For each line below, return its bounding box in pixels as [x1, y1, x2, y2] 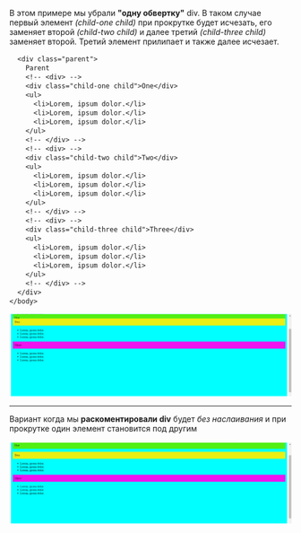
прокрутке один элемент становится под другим [9, 423, 198, 433]
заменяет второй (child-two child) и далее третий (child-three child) [9, 27, 266, 37]
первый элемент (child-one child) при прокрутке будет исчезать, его [9, 17, 272, 28]
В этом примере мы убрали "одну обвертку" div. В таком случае [9, 8, 262, 18]
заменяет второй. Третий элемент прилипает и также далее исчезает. [9, 36, 279, 47]
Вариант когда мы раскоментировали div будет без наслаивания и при [9, 413, 287, 424]
